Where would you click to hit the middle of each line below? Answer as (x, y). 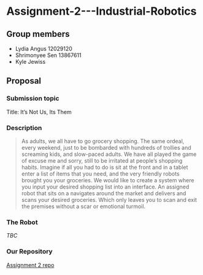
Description (24, 128)
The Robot (22, 222)
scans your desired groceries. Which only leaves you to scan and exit (109, 199)
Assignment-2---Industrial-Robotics (101, 11)
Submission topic (33, 98)
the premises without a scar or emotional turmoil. (83, 206)
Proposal (24, 81)
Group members (38, 34)
